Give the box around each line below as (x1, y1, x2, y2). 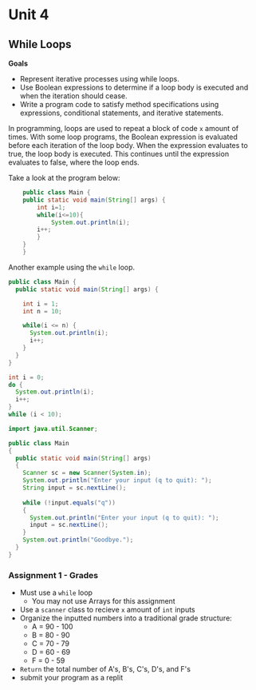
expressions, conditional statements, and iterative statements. (19, 108, 224, 118)
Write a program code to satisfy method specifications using (19, 100, 219, 109)
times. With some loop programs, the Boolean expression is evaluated (8, 132, 238, 142)
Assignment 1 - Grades (8, 569, 98, 580)
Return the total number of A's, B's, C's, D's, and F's (19, 664, 191, 674)
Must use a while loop (19, 588, 93, 597)
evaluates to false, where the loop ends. (8, 158, 140, 167)
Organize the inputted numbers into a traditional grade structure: (19, 613, 233, 623)
